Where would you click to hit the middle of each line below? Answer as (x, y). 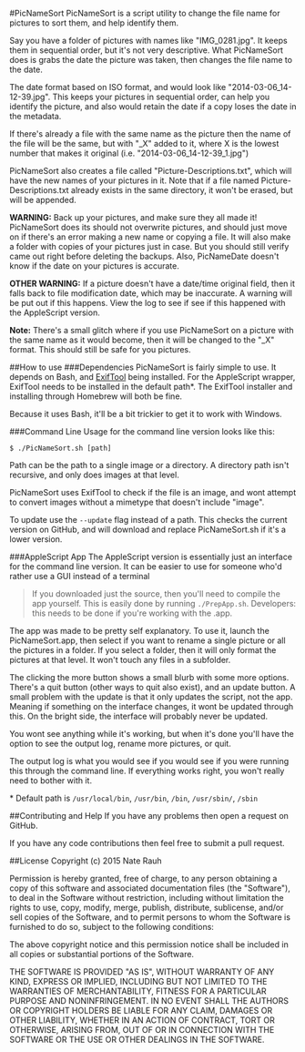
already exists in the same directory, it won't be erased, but (182, 190)
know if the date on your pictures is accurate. (94, 266)
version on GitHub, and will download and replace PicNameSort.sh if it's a (148, 529)
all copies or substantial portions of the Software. (102, 954)
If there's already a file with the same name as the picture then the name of (150, 134)
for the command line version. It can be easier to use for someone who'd (146, 567)
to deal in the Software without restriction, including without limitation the (147, 898)
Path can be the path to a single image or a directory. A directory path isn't (149, 465)
